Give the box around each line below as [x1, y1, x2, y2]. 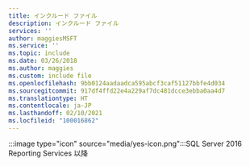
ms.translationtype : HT [8, 94, 89, 102]
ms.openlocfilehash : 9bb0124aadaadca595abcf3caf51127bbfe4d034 [8, 79, 226, 87]
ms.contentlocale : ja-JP [8, 102, 92, 110]
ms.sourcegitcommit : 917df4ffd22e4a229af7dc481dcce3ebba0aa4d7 [8, 86, 226, 95]
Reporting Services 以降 [8, 148, 89, 158]
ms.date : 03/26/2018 [8, 57, 78, 65]
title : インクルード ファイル [8, 11, 98, 20]
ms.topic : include [8, 49, 70, 57]
